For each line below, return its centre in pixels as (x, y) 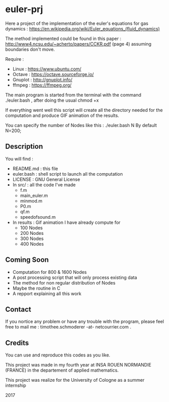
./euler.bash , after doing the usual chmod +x (52, 100)
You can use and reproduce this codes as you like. (58, 355)
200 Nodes (32, 233)
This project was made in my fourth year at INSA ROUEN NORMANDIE (78, 365)
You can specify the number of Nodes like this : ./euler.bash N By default (81, 125)
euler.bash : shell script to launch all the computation (68, 174)
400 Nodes (32, 244)
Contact (18, 309)
